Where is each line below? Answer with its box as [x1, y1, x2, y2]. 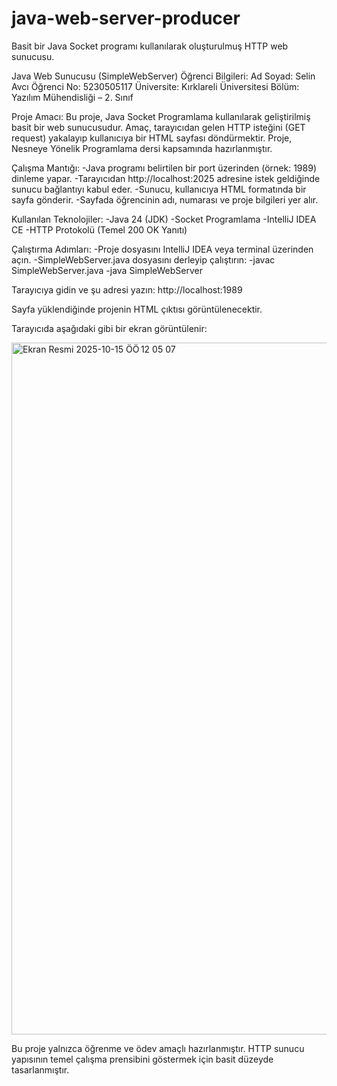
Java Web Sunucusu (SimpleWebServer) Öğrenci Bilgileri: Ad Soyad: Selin [11, 70, 316, 82]
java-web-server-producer [11, 7, 241, 30]
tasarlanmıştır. [11, 1063, 70, 1076]
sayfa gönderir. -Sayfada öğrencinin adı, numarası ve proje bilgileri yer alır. [11, 193, 319, 206]
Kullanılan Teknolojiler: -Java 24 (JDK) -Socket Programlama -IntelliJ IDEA [11, 213, 317, 225]
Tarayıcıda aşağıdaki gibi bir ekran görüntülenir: [11, 322, 208, 334]
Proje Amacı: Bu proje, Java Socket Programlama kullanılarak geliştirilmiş [11, 110, 311, 122]
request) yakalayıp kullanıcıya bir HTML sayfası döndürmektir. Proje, [11, 132, 293, 144]
